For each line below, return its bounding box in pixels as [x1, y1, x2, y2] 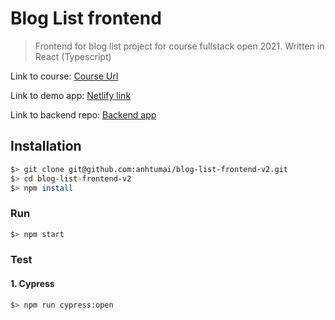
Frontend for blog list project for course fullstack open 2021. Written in [34, 40, 325, 52]
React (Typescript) [34, 50, 112, 62]
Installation [10, 138, 82, 155]
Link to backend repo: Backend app [10, 108, 157, 121]
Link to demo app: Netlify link [10, 89, 132, 101]
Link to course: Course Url [10, 70, 119, 82]
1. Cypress [10, 278, 55, 290]
